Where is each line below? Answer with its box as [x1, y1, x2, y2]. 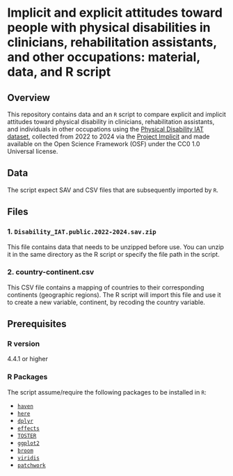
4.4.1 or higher [7, 355, 49, 363]
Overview [7, 92, 51, 104]
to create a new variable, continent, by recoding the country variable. [7, 298, 205, 306]
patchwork [17, 461, 47, 469]
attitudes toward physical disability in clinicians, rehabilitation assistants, [7, 118, 215, 126]
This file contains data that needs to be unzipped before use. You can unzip [7, 242, 225, 251]
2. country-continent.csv [7, 267, 95, 277]
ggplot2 [17, 440, 40, 447]
